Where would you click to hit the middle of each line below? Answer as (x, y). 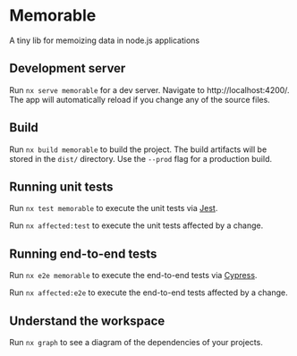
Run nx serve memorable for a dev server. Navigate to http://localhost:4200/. (149, 89)
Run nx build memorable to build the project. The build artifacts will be (138, 149)
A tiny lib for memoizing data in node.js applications (104, 40)
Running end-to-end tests (83, 254)
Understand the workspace (87, 321)
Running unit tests (61, 186)
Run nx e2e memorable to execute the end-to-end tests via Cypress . (133, 275)
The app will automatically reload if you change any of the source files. (140, 99)
